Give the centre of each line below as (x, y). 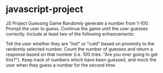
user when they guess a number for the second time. (61, 65)
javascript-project (45, 9)
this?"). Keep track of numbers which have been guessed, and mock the (81, 59)
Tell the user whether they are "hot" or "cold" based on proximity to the (80, 43)
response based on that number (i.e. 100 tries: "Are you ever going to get (82, 54)
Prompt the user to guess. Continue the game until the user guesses (77, 28)
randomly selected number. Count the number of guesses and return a (79, 49)
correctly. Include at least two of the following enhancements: (70, 34)
